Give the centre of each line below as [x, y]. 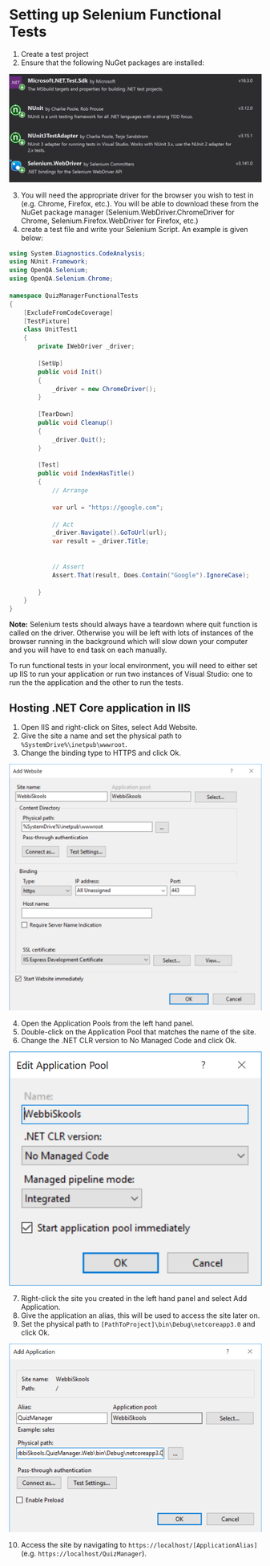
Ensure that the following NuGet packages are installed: [113, 63]
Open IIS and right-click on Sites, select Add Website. [109, 727]
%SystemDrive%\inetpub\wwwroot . [74, 744]
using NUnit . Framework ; [49, 262]
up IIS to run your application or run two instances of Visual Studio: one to [131, 674]
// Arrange [70, 491]
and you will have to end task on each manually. [88, 650]
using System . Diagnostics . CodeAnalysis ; [78, 253]
